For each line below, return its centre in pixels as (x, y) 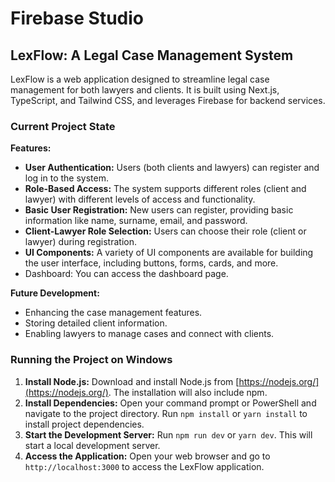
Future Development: (55, 293)
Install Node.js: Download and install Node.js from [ (132, 381)
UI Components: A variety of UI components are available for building (169, 253)
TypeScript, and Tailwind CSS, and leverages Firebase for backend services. (168, 100)
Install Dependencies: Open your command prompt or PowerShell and (170, 403)
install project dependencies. (84, 424)
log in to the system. (66, 178)
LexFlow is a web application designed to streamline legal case (140, 79)
